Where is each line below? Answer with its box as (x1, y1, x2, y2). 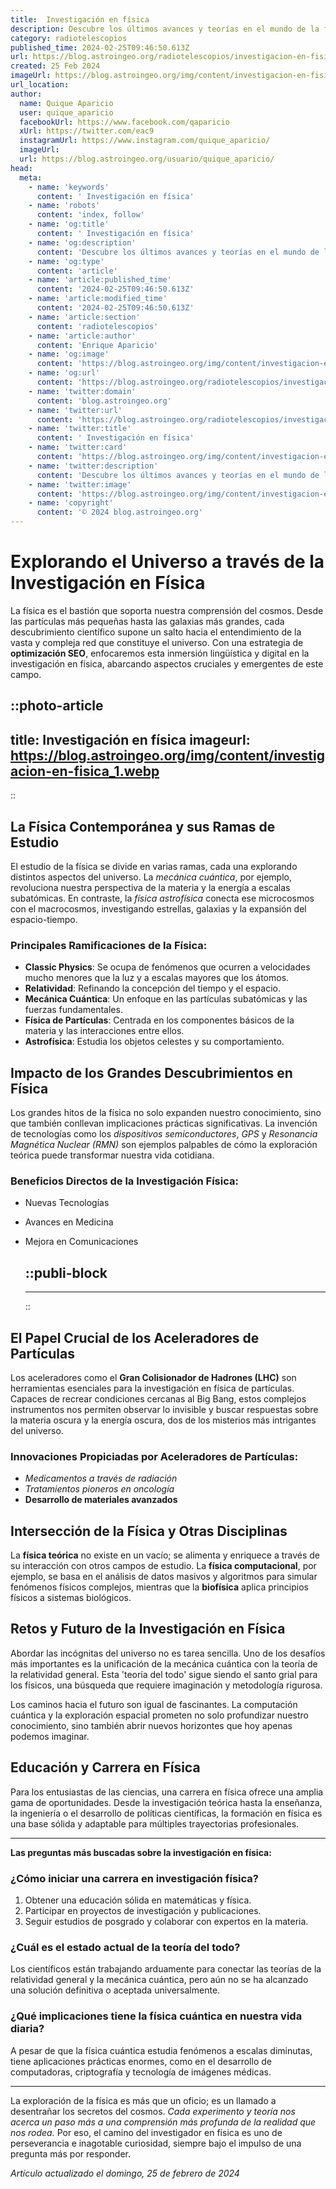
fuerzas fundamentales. (24, 1004, 123, 1016)
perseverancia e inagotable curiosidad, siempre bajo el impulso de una (10, 2137, 302, 2149)
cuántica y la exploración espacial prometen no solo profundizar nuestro (10, 1709, 309, 1721)
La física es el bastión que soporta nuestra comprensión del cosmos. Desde (10, 604, 324, 616)
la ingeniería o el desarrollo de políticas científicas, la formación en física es (10, 1807, 323, 1819)
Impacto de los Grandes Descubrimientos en (10, 1064, 293, 1081)
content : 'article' (36, 266, 118, 276)
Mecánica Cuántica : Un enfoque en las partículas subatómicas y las (24, 993, 308, 1005)
